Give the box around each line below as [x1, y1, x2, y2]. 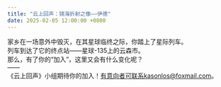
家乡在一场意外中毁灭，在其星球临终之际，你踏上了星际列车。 [7, 37, 188, 46]
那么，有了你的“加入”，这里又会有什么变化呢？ [7, 54, 144, 64]
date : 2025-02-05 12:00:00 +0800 [7, 17, 106, 24]
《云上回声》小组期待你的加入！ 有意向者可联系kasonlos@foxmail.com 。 [7, 71, 218, 80]
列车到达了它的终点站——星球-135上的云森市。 [7, 46, 145, 54]
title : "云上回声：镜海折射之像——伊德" [7, 10, 111, 18]
